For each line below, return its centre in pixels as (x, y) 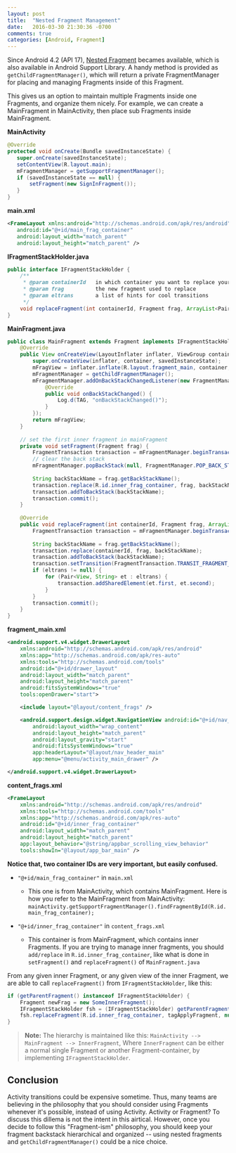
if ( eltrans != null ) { (67, 570)
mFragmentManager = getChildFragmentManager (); (103, 374)
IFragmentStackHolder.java (48, 257)
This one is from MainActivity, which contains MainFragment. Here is (127, 891)
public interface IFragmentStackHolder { (69, 269)
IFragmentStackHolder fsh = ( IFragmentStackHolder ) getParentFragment (125, 1009)
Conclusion (33, 1080)
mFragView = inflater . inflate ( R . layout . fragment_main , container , (132, 368)
